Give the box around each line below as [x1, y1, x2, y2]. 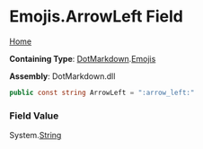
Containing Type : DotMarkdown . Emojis [9, 53, 156, 64]
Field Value [9, 110, 59, 122]
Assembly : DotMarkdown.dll [9, 70, 116, 82]
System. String [9, 130, 62, 141]
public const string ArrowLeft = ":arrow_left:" [9, 88, 195, 97]
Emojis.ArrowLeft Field [9, 6, 184, 27]
